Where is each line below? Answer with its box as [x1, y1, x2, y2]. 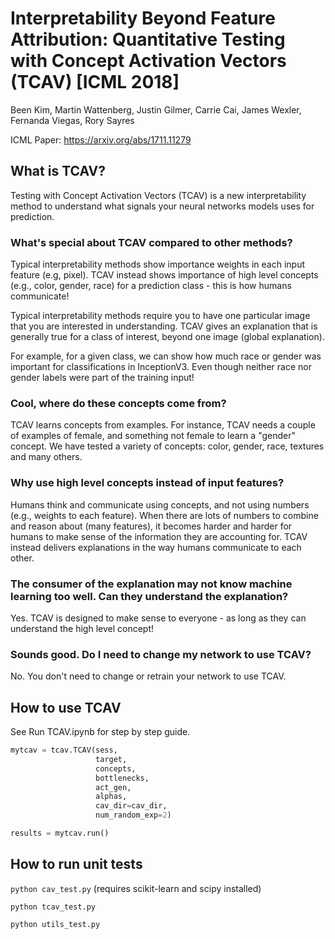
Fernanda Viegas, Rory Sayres [10, 114, 135, 126]
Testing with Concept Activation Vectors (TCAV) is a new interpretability [10, 189, 307, 201]
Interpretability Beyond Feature [10, 7, 276, 30]
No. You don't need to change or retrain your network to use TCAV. [10, 670, 287, 682]
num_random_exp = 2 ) [95, 810, 172, 821]
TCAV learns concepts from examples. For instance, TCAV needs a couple [10, 419, 316, 431]
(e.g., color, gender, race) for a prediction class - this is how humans [10, 280, 292, 292]
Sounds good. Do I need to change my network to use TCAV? [10, 647, 312, 661]
